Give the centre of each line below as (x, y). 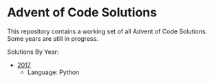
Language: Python (53, 72)
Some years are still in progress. (53, 38)
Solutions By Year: (33, 52)
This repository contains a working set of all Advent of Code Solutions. (107, 31)
